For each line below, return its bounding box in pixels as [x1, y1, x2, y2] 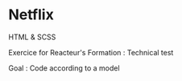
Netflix [8, 6, 54, 24]
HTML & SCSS [8, 32, 56, 42]
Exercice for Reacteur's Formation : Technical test [8, 47, 174, 57]
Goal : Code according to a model [8, 63, 120, 73]
